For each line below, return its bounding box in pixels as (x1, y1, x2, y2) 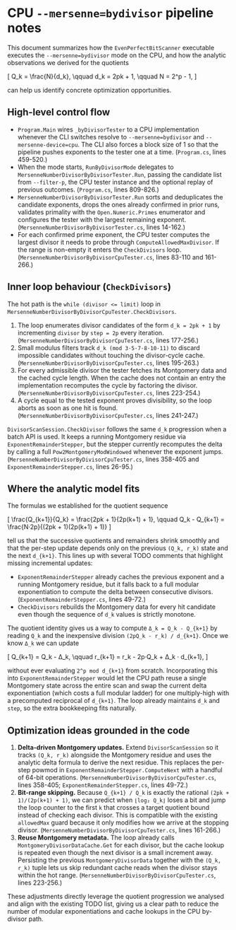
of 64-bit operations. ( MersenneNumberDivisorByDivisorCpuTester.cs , (17, 773, 217, 782)
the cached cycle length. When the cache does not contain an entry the (17, 373, 226, 382)
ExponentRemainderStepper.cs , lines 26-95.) (7, 462, 134, 471)
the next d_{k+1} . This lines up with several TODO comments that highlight (7, 552, 223, 560)
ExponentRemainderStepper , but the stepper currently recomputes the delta (7, 440, 223, 448)
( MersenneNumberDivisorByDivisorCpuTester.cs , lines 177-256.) (17, 336, 199, 344)
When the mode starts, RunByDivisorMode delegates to (17, 163, 174, 171)
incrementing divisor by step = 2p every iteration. (17, 328, 164, 337)
